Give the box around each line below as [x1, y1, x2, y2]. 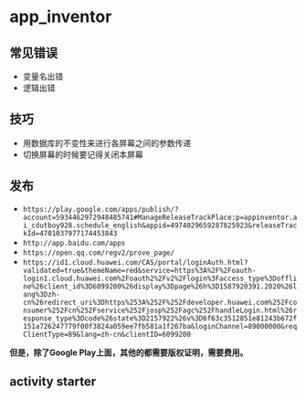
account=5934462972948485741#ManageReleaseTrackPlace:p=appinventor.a [22, 213, 298, 222]
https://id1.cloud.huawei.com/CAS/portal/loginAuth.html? [22, 257, 248, 267]
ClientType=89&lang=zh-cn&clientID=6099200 [22, 330, 192, 339]
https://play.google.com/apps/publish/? [22, 204, 179, 214]
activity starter [9, 374, 97, 390]
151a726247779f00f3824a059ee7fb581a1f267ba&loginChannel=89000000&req [22, 321, 298, 330]
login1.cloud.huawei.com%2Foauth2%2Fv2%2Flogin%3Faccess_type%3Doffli [22, 274, 298, 283]
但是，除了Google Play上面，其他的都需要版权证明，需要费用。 [9, 347, 248, 358]
